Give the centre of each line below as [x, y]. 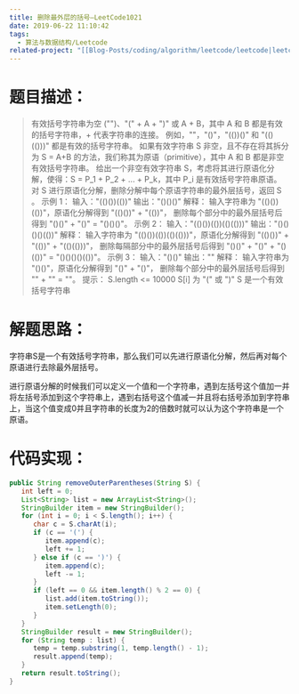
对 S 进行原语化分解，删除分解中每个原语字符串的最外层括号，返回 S [156, 190]
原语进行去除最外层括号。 [56, 367]
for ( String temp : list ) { [73, 640]
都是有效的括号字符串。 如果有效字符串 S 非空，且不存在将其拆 [166, 146]
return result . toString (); [71, 674]
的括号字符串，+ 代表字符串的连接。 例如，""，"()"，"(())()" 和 [145, 135]
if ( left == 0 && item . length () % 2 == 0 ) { [117, 591]
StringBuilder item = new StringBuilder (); [103, 508]
